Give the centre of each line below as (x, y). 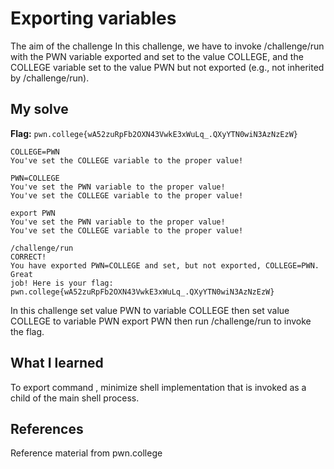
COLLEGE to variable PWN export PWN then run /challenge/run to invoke (161, 321)
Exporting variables (93, 18)
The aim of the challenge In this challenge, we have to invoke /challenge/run (167, 46)
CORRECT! (28, 257)
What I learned (57, 363)
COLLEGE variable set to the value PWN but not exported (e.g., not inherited (167, 67)
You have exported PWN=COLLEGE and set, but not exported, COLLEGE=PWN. (165, 265)
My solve (39, 109)
